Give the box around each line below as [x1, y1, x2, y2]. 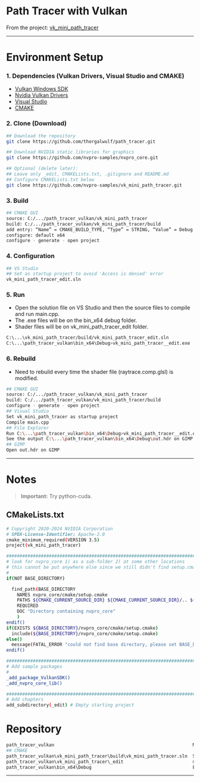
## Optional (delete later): [6, 165, 79, 171]
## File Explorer [6, 425, 49, 431]
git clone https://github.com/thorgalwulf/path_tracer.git [6, 139, 156, 145]
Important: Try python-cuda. [20, 492, 92, 499]
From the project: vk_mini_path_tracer [6, 24, 99, 31]
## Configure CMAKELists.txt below [6, 176, 95, 183]
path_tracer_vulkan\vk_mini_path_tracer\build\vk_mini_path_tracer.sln [6, 753, 187, 759]
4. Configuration [6, 252, 55, 260]
